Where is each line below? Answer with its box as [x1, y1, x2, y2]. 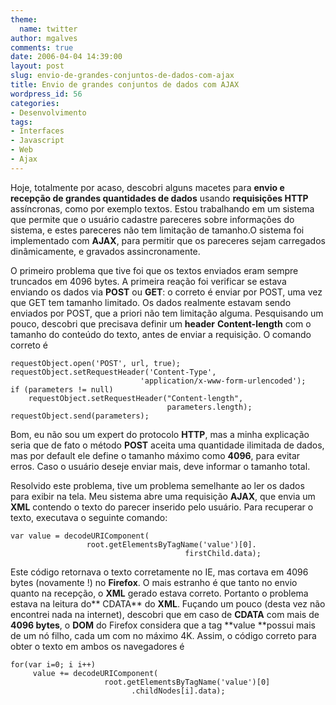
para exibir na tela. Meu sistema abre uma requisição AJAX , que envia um [10, 490, 316, 502]
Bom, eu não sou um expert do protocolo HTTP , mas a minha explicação [10, 428, 310, 440]
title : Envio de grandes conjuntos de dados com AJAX [10, 80, 240, 90]
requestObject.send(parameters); [10, 411, 150, 421]
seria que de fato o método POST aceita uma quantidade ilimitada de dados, [10, 439, 325, 451]
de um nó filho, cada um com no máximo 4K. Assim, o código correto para [10, 629, 317, 641]
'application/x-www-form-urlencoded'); [139, 376, 307, 386]
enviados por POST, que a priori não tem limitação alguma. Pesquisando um [10, 307, 324, 319]
